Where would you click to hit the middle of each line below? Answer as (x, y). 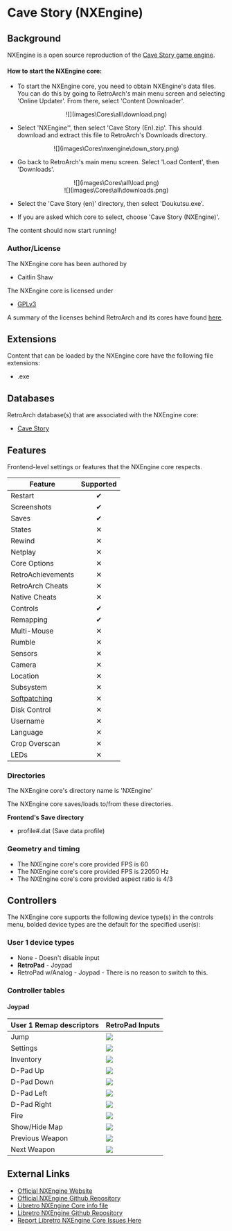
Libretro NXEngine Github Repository (70, 1213)
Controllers (32, 900)
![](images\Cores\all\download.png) (116, 114)
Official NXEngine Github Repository (69, 1198)
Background (34, 38)
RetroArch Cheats (39, 586)
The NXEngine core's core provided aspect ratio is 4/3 (95, 879)
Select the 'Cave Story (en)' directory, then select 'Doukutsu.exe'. (110, 204)
